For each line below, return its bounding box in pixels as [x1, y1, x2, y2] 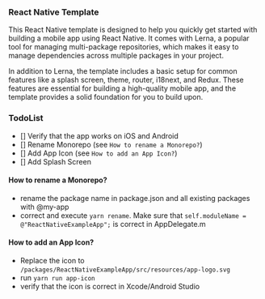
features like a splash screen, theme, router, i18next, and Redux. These [8, 75, 244, 85]
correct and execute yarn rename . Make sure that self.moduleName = [19, 210, 246, 220]
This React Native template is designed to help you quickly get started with [8, 25, 258, 35]
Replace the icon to [19, 256, 85, 265]
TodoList [8, 113, 44, 124]
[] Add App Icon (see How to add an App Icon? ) [19, 148, 178, 158]
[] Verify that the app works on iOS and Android [19, 130, 179, 140]
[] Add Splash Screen [19, 156, 91, 166]
